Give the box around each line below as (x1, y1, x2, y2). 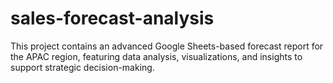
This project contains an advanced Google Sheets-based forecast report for (10, 40, 324, 52)
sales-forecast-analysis (10, 7, 215, 30)
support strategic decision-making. (10, 61, 155, 73)
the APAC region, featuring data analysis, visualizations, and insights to (10, 50, 303, 62)
